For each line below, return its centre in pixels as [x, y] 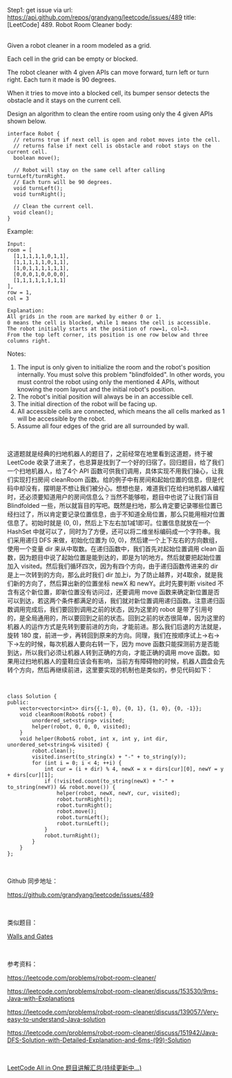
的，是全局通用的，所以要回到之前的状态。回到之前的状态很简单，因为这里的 [116, 618]
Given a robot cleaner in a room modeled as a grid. [79, 45]
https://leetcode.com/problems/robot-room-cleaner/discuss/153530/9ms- [113, 991]
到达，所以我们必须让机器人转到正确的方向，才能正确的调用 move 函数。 [110, 652]
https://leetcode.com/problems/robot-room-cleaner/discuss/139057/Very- [113, 1012]
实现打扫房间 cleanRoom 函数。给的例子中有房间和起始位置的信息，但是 [115, 479]
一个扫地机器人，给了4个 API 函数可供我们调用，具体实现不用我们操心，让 [113, 471]
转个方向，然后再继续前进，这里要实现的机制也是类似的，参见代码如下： [110, 670]
